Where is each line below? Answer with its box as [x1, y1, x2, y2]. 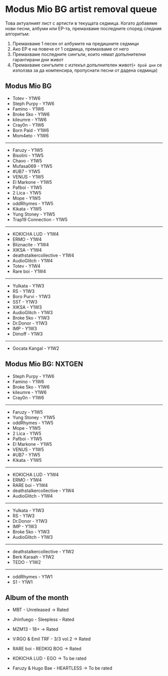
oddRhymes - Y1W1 [12, 573, 53, 580]
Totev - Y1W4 [12, 263, 41, 269]
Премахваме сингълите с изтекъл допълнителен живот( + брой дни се [12, 62, 162, 68]
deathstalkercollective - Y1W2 [12, 548, 74, 554]
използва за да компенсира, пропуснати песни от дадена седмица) [12, 67, 158, 73]
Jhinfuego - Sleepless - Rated [12, 617, 74, 623]
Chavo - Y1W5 [12, 157, 42, 164]
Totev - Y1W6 [12, 95, 41, 101]
